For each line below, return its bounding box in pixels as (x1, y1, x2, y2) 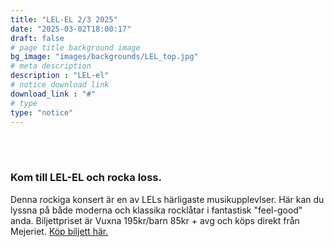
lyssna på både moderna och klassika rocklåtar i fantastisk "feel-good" (10, 204, 303, 216)
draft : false (10, 33, 65, 43)
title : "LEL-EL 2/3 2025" (10, 14, 118, 25)
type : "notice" (10, 107, 74, 118)
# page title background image (10, 42, 141, 53)
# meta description (10, 61, 92, 71)
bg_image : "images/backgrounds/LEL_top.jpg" (10, 52, 199, 62)
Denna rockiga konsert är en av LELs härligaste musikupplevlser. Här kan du (10, 193, 325, 205)
